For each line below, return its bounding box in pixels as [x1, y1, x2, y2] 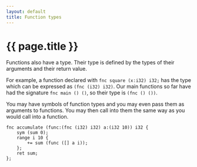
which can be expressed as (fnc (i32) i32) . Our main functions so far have [6, 83, 191, 90]
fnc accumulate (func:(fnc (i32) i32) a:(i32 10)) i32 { [6, 125, 149, 130]
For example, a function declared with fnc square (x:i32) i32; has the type [6, 77, 191, 84]
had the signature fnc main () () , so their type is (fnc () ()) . [6, 89, 158, 96]
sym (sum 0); [16, 130, 49, 136]
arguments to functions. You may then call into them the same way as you [6, 107, 185, 114]
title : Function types [6, 14, 62, 20]
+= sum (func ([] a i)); [27, 140, 88, 146]
